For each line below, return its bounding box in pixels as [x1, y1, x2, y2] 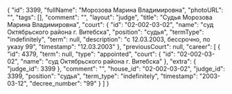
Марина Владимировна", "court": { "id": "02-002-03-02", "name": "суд [7, 21, 214, 28]
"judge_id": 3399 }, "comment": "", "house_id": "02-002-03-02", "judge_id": [7, 65, 225, 73]
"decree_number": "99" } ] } [29, 79, 109, 87]
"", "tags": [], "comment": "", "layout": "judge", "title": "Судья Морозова [7, 13, 213, 21]
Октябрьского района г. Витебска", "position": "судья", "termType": [7, 28, 204, 36]
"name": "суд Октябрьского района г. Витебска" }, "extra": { [20, 57, 197, 65]
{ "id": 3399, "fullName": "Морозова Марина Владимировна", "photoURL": [7, 6, 224, 14]
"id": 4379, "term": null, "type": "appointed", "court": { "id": [7, 50, 176, 58]
